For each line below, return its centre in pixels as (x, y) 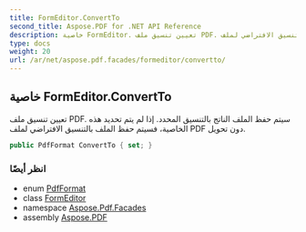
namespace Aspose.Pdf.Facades (84, 207)
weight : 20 (30, 52)
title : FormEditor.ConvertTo (65, 18)
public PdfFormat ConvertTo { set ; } (81, 145)
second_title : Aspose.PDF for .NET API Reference (106, 26)
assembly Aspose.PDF (65, 217)
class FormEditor (54, 197)
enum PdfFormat (54, 188)
